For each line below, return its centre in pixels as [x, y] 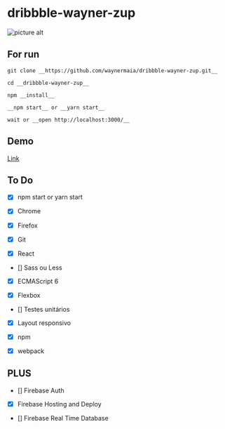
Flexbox [29, 295]
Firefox [28, 225]
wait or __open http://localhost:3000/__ [69, 120]
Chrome [29, 211]
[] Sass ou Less [40, 268]
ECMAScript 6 [38, 281]
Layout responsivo [44, 323]
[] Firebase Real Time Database [63, 418]
